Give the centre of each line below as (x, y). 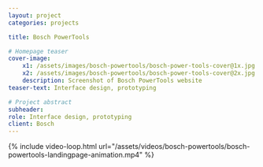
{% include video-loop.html (52, 147)
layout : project (35, 15)
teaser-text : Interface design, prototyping (82, 87)
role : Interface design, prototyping (70, 117)
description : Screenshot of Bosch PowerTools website (112, 80)
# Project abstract (40, 102)
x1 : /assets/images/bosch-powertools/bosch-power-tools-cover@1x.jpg (139, 66)
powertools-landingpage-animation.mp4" (76, 155)
